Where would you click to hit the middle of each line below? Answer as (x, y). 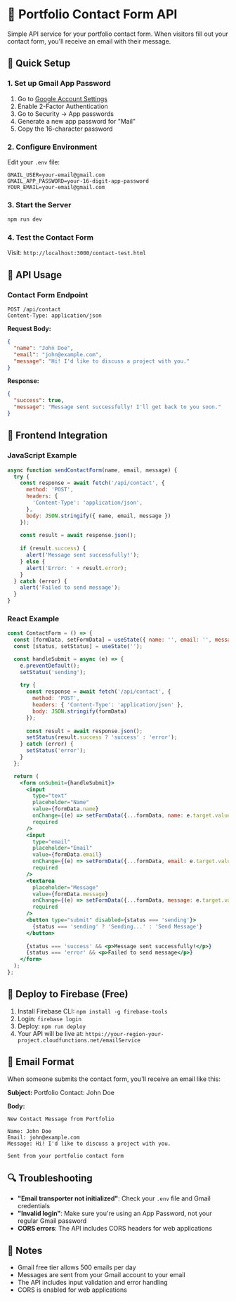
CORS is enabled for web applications (72, 1290)
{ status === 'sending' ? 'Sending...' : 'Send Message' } (118, 926)
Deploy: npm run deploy (52, 1026)
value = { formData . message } (71, 894)
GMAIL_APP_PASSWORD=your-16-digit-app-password (78, 181)
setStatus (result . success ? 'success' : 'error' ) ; (101, 737)
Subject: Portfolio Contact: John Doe (61, 1092)
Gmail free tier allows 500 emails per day (77, 1267)
